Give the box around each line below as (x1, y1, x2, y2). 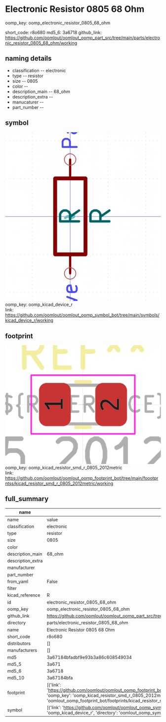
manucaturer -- (12, 99, 44, 105)
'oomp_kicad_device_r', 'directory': (46, 710, 118, 716)
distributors (7, 640, 31, 647)
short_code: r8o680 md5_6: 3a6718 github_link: (5, 29, 102, 35)
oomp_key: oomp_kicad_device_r (5, 302, 73, 308)
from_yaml (7, 578, 29, 584)
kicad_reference (7, 592, 41, 598)
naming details (5, 54, 52, 63)
